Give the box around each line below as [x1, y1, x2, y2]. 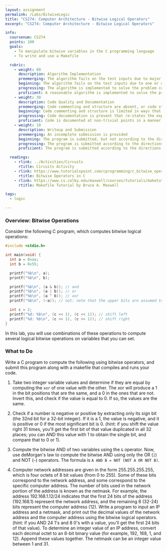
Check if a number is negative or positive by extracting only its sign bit [12, 410, 157, 416]
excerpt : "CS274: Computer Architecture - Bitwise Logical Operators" [5, 21, 155, 26]
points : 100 [9, 39, 35, 45]
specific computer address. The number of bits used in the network [12, 482, 151, 489]
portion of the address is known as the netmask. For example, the [12, 488, 147, 494]
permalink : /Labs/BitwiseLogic [5, 12, 70, 17]
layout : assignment [5, 7, 46, 12]
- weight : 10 [14, 123, 41, 128]
